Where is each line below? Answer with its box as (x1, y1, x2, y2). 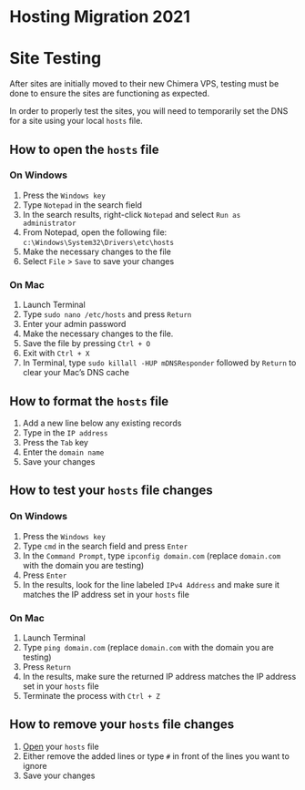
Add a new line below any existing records (22, 417, 182, 428)
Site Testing (9, 48, 102, 69)
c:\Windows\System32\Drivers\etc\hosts (22, 238, 175, 247)
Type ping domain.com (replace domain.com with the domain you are (22, 641, 275, 652)
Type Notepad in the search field (22, 199, 143, 210)
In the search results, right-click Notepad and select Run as (22, 209, 241, 220)
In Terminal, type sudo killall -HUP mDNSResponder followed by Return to (22, 357, 297, 368)
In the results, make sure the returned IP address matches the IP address (22, 671, 297, 682)
